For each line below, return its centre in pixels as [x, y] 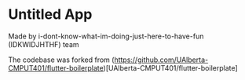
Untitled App [50, 15]
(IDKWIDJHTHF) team [44, 44]
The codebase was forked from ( [61, 60]
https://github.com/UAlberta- [161, 60]
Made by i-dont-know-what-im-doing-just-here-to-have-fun [106, 36]
